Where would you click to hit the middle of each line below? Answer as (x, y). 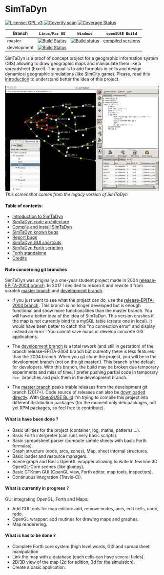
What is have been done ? (32, 419)
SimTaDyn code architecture (41, 222)
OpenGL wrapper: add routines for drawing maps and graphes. (75, 519)
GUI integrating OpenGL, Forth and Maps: (47, 499)
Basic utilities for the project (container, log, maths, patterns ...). (76, 430)
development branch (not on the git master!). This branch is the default (83, 362)
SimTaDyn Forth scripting (38, 248)
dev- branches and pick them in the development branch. (70, 378)
